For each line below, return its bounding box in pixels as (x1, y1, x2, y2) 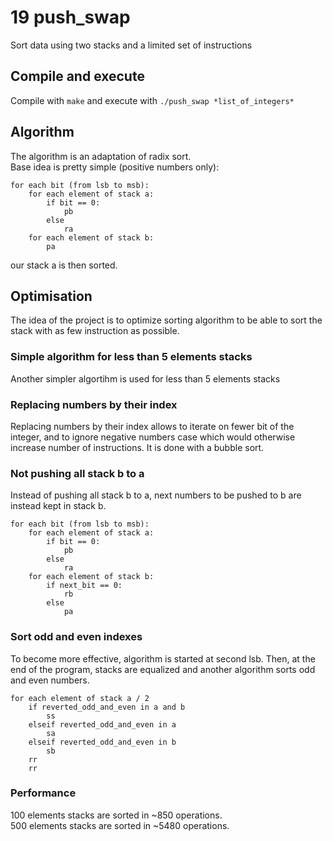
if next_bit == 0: (46, 581, 123, 591)
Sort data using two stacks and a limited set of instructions (10, 39, 253, 51)
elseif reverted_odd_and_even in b (28, 737, 177, 747)
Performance (10, 786, 77, 800)
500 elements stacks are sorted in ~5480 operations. (10, 819, 230, 831)
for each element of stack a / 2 (10, 693, 150, 703)
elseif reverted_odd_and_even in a (28, 719, 177, 730)
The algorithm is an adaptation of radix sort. (10, 150, 192, 162)
